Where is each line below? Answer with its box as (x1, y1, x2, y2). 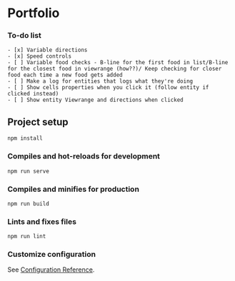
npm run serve (7, 168, 50, 175)
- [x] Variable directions (7, 46, 88, 54)
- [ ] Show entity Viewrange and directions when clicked (7, 96, 184, 104)
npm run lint (7, 233, 46, 240)
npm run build (7, 200, 50, 208)
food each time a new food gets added (7, 71, 123, 79)
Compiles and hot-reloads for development (7, 151, 161, 161)
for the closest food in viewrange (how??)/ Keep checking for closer (7, 66, 222, 73)
